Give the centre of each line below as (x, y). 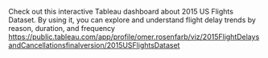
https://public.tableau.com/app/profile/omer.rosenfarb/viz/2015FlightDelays (134, 37)
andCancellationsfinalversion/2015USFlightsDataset (94, 45)
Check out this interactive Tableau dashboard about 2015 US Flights (121, 12)
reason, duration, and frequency (62, 28)
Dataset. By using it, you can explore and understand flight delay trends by (132, 20)
